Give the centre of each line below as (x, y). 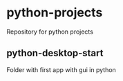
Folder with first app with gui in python (61, 69)
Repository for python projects (50, 32)
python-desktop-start (55, 53)
